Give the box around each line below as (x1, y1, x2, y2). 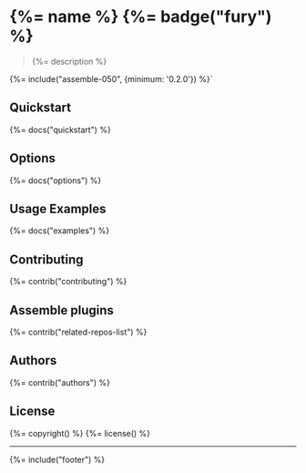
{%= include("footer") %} (9, 454, 106, 465)
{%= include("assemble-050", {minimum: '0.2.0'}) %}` (9, 73, 213, 84)
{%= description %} (31, 56, 107, 67)
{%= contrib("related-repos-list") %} (9, 326, 148, 337)
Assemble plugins (9, 303, 114, 318)
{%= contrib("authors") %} (9, 376, 111, 388)
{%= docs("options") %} (9, 175, 102, 186)
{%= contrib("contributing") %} (9, 276, 127, 287)
